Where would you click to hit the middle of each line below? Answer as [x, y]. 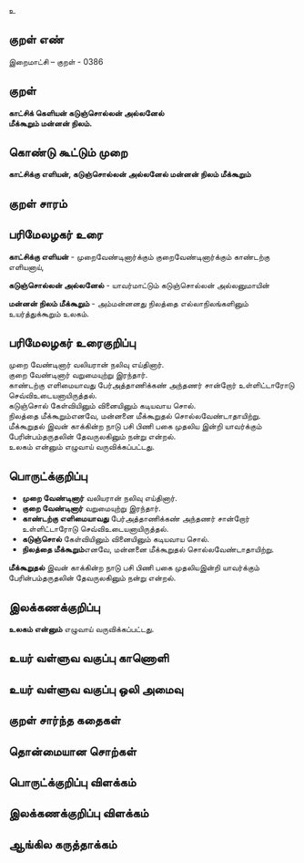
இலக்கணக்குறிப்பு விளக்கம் [79, 813]
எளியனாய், [26, 266]
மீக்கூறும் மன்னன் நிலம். [51, 123]
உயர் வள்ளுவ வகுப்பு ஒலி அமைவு [96, 689]
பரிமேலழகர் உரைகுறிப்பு [72, 343]
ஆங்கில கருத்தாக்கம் [63, 844]
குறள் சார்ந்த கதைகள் [65, 720]
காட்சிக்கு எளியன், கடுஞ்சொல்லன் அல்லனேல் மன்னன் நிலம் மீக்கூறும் [130, 174]
